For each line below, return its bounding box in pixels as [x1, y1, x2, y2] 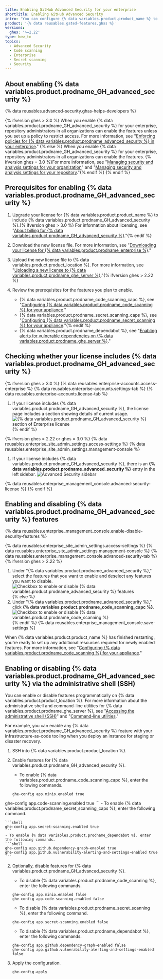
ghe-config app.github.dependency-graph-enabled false [12, 943, 126, 948]
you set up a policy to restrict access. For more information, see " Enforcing [5, 133, 156, 139]
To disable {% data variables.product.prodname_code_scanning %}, [19, 878, 156, 884]
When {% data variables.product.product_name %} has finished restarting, [5, 634, 155, 640]
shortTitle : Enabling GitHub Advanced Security [5, 12, 104, 17]
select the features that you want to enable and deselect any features [12, 573, 152, 579]
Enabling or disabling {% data [5, 664, 97, 673]
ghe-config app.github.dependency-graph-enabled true [5, 846, 117, 851]
